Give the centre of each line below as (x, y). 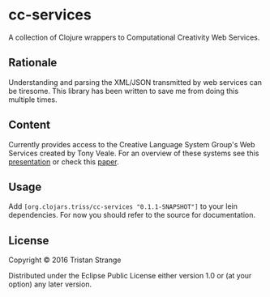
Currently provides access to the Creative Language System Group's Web (132, 144)
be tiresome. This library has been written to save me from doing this (124, 91)
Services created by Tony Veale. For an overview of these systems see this (134, 153)
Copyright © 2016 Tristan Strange (65, 260)
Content (30, 125)
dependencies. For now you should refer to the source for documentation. (132, 215)
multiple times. (33, 100)
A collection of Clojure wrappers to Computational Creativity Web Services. (134, 37)
